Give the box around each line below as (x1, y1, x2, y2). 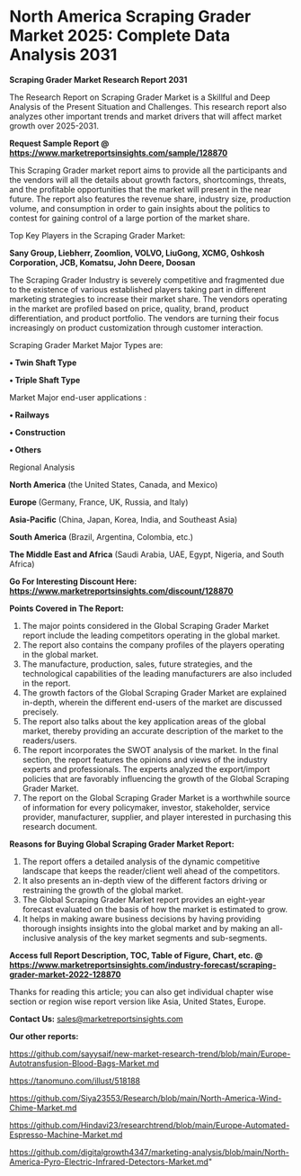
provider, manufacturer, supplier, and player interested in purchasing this (22, 812, 292, 822)
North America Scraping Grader (9, 6, 252, 27)
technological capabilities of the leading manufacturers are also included (22, 668, 292, 678)
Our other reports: (9, 1030, 79, 1041)
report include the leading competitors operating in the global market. (22, 630, 280, 641)
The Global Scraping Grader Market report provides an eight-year (22, 893, 266, 905)
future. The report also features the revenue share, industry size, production (9, 193, 292, 204)
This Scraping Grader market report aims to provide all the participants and (9, 165, 288, 175)
